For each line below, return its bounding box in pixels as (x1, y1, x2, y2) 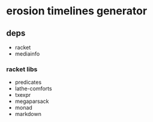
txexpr (14, 91, 31, 99)
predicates (14, 79, 42, 86)
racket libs (6, 65, 38, 73)
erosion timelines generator (6, 4, 148, 18)
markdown (14, 111, 42, 118)
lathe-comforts (14, 85, 52, 92)
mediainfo (14, 50, 40, 57)
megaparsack (14, 97, 49, 105)
